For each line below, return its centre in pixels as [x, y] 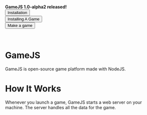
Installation [17, 13]
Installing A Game [24, 19]
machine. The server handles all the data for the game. [61, 107]
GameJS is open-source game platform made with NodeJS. [66, 69]
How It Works [33, 89]
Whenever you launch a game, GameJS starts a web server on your [73, 102]
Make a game [20, 25]
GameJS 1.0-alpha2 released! [36, 7]
